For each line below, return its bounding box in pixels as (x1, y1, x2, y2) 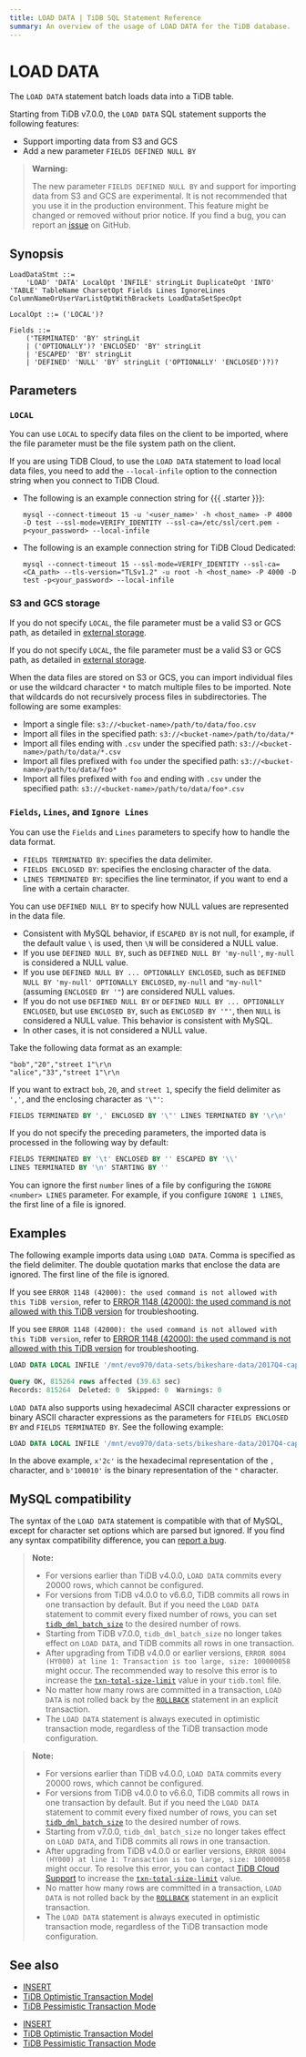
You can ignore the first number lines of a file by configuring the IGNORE (9, 1180, 272, 1191)
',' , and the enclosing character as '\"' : (9, 1094, 164, 1105)
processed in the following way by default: (9, 1137, 168, 1148)
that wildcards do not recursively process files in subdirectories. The (9, 691, 267, 702)
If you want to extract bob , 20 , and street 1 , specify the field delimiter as (9, 1084, 280, 1095)
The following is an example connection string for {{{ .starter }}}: (22, 493, 266, 504)
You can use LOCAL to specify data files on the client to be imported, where (9, 428, 289, 439)
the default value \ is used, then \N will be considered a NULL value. (22, 937, 280, 948)
